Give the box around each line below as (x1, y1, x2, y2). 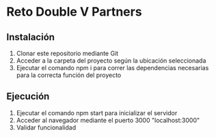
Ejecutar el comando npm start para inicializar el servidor (16, 108, 178, 117)
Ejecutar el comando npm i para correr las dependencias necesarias (16, 64, 209, 72)
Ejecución (6, 91, 50, 102)
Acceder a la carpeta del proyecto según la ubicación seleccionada (16, 57, 206, 65)
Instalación (6, 31, 55, 43)
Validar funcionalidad (16, 123, 77, 132)
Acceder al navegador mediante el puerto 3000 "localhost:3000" (16, 116, 200, 124)
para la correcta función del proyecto (16, 71, 122, 79)
